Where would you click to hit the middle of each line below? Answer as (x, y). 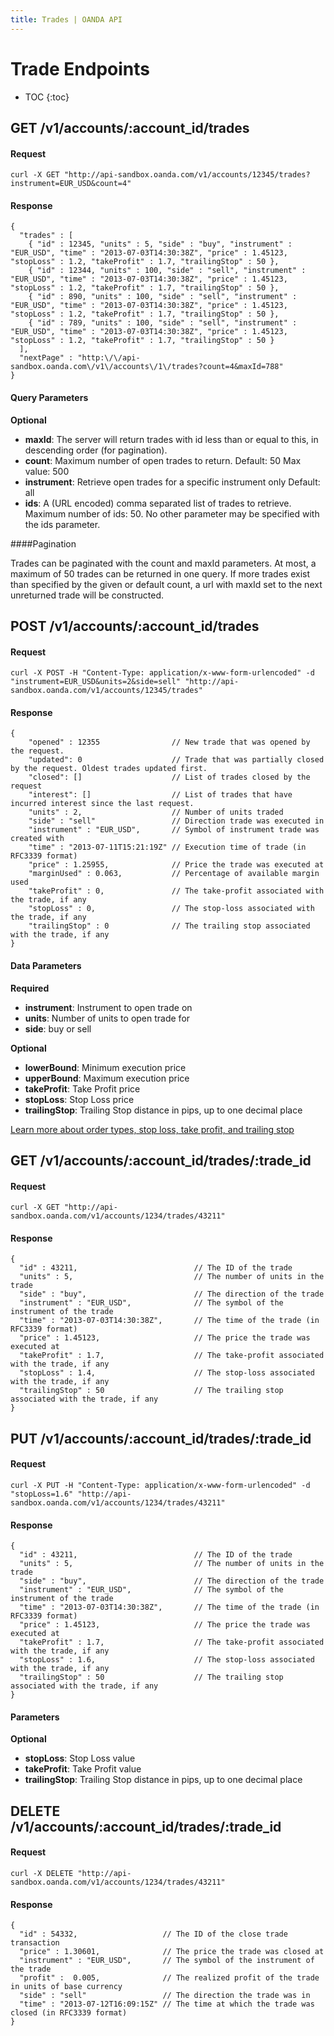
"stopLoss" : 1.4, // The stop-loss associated (167, 1373)
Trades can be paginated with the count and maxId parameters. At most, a (163, 563)
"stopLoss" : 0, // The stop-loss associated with (171, 909)
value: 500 (47, 471)
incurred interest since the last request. (102, 804)
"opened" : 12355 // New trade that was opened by (169, 742)
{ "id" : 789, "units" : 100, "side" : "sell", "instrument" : (163, 323)
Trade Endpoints (80, 68)
